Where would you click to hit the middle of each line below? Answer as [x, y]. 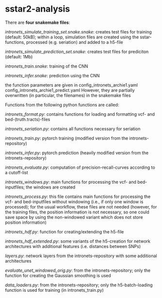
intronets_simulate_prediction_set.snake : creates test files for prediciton [77, 52]
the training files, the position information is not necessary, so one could [77, 212]
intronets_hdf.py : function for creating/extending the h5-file [65, 231]
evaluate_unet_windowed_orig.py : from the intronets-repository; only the [78, 270]
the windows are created [51, 187]
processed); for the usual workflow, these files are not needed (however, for [81, 207]
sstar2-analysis [38, 9]
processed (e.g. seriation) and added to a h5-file [74, 42]
